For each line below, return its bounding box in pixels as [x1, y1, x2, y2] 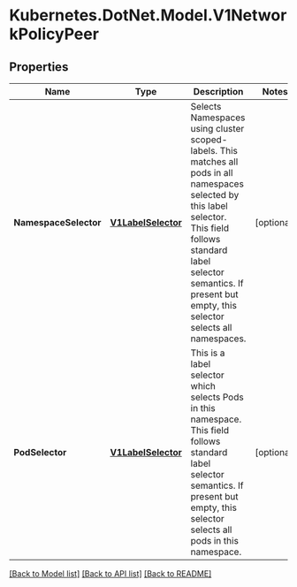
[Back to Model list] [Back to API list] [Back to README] [9, 568, 212, 579]
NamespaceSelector [13, 217, 102, 228]
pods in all [190, 167, 233, 179]
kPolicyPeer [9, 24, 100, 44]
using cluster [190, 123, 245, 134]
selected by [190, 189, 240, 201]
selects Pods [190, 391, 245, 403]
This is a [190, 347, 225, 359]
